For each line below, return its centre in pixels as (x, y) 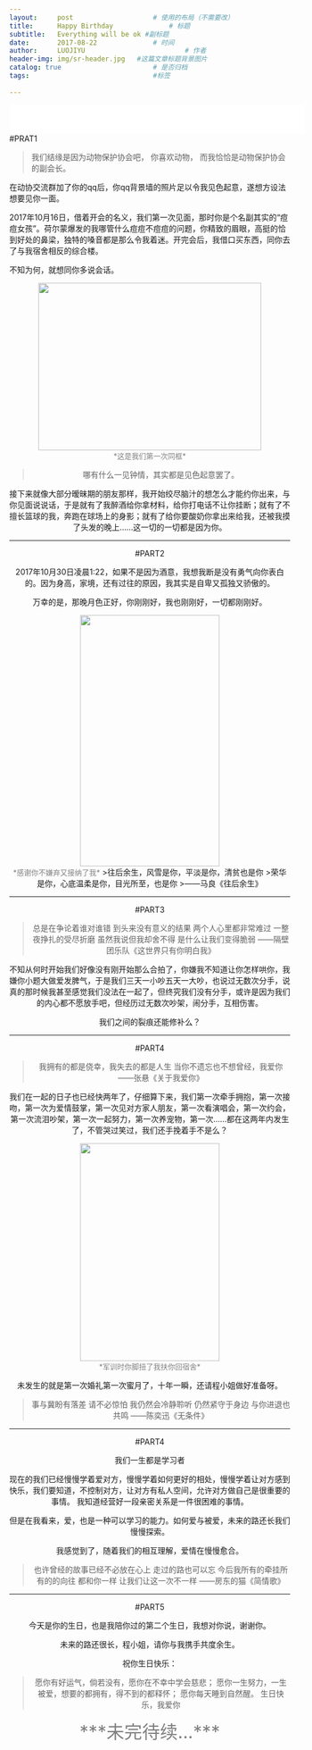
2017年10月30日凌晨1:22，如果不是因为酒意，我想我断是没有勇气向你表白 (150, 572)
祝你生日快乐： (150, 1663)
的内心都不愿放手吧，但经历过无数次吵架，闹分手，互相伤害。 (150, 1002)
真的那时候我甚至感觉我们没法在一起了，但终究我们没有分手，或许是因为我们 (150, 992)
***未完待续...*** (150, 1732)
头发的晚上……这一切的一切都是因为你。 (153, 527)
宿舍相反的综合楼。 (68, 250)
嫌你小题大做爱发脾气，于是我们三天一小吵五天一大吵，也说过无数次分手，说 (150, 980)
